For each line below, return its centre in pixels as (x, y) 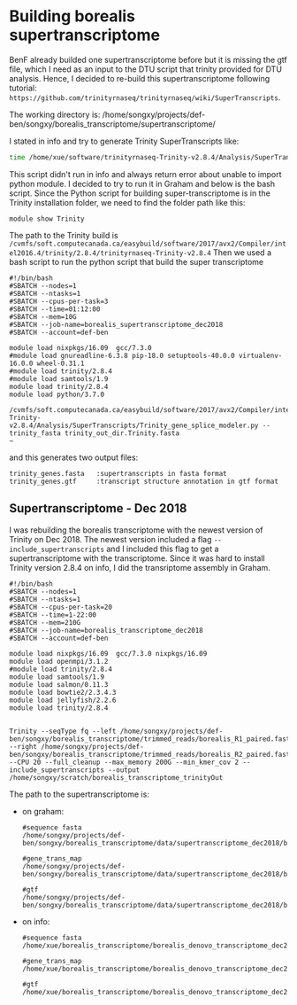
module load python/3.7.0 (57, 394)
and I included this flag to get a (162, 549)
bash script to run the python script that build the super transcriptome (137, 261)
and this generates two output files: (74, 457)
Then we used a (243, 252)
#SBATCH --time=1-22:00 (53, 615)
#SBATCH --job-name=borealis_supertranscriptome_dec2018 (116, 324)
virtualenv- (260, 355)
